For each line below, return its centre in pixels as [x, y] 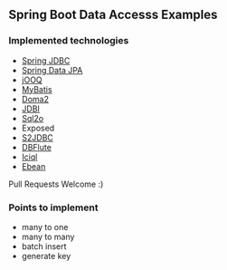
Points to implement [53, 207]
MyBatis [37, 89]
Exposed [38, 128]
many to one [45, 227]
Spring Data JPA [52, 70]
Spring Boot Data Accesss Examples [113, 15]
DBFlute [36, 147]
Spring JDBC [46, 60]
